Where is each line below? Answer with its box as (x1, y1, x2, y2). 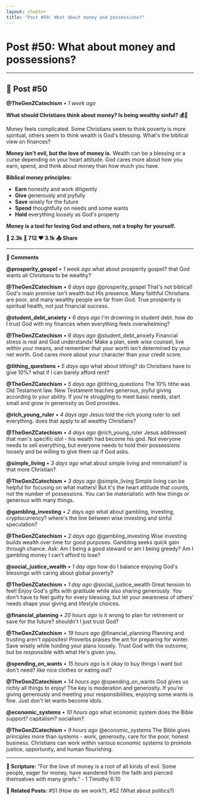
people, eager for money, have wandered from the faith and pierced (6, 769, 173, 777)
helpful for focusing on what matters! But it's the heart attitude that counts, (6, 484, 190, 491)
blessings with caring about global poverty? (6, 569, 114, 577)
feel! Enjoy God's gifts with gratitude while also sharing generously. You (6, 587, 182, 594)
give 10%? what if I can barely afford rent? (6, 369, 110, 376)
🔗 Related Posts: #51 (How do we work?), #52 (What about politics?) (6, 787, 174, 795)
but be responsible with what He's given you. (6, 649, 117, 656)
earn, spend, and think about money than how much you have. (6, 163, 160, 170)
